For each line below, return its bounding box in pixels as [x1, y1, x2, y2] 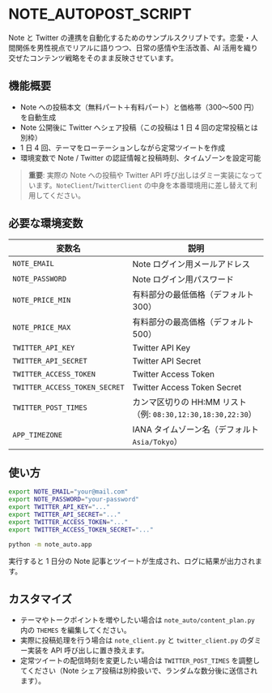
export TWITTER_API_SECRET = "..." [8, 510, 121, 519]
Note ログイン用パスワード [132, 273, 235, 285]
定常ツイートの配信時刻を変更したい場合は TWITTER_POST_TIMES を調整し [19, 656, 261, 665]
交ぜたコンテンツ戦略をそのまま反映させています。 [8, 53, 178, 62]
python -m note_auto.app [8, 540, 92, 549]
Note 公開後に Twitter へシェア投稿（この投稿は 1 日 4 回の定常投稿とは [19, 123, 259, 132]
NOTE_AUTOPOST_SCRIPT [8, 5, 192, 24]
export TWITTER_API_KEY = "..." [8, 503, 111, 511]
